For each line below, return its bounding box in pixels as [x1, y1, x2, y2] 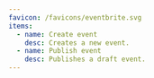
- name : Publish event [16, 47, 102, 56]
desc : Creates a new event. [24, 38, 130, 48]
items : [8, 22, 33, 30]
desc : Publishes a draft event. [24, 55, 146, 64]
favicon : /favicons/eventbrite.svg [8, 13, 142, 22]
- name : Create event [16, 30, 98, 39]
